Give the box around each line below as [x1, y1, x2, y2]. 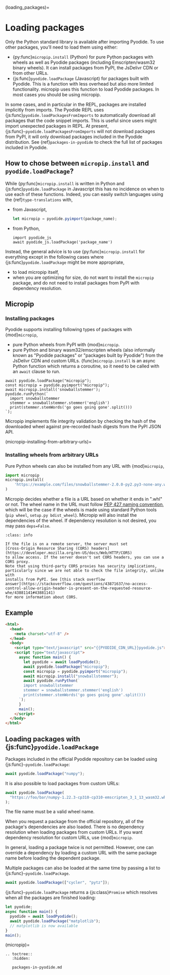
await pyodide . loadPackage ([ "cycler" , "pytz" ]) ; [5, 880, 110, 885]
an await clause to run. [12, 369, 61, 375]
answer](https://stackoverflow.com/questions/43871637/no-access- [5, 582, 148, 587]
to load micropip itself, [12, 269, 59, 275]
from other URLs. [12, 70, 49, 76]
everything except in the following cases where [5, 254, 104, 260]
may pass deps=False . [5, 523, 51, 529]
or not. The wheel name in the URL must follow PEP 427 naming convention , [5, 501, 164, 508]
